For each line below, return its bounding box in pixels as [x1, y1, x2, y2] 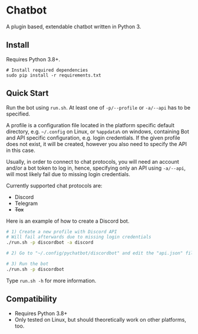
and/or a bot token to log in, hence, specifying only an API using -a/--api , [6, 164, 186, 171]
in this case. [6, 147, 35, 154]
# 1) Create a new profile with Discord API [6, 229, 117, 234]
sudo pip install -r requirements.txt [6, 72, 101, 78]
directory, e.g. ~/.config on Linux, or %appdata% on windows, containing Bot [6, 128, 190, 135]
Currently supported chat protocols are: [6, 182, 103, 189]
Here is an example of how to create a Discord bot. [6, 217, 130, 224]
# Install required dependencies [6, 67, 88, 73]
